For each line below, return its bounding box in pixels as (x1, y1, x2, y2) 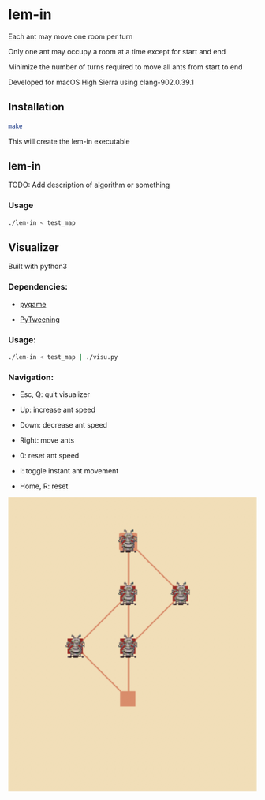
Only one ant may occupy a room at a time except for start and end (8, 47, 226, 56)
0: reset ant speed (19, 451, 80, 461)
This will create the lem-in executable (8, 136, 130, 146)
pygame (19, 299, 47, 308)
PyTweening (19, 314, 61, 324)
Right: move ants (19, 436, 75, 445)
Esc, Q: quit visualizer (19, 390, 91, 399)
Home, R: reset (19, 481, 69, 491)
